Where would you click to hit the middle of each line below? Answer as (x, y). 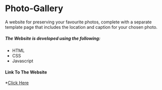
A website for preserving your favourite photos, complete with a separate (78, 22)
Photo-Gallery (34, 9)
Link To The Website (26, 72)
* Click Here (17, 83)
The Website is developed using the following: (53, 38)
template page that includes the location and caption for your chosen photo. (81, 27)
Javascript (23, 61)
